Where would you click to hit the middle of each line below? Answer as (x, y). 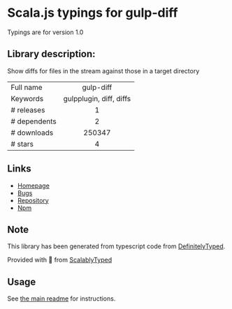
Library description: (51, 54)
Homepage (34, 186)
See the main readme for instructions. (61, 299)
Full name (27, 87)
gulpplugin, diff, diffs (97, 98)
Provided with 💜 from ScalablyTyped (60, 260)
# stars (22, 144)
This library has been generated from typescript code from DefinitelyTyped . (116, 246)
